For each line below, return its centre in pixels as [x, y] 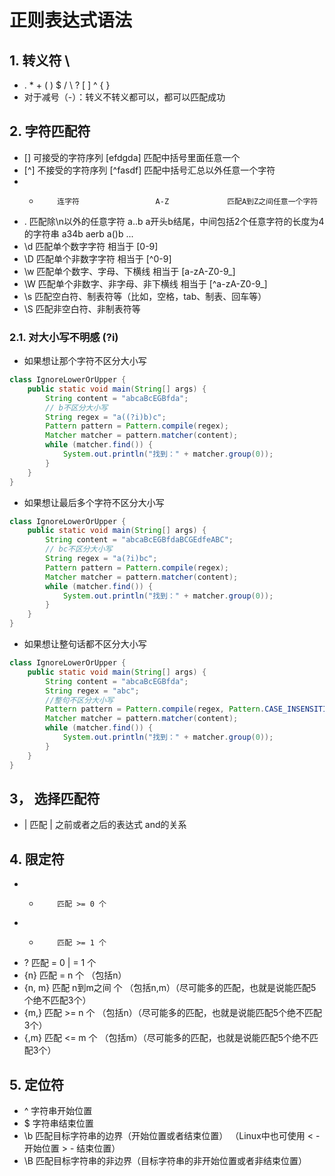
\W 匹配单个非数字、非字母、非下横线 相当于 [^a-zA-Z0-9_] [145, 283]
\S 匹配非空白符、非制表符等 [82, 308]
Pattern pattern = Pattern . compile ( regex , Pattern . [155, 709]
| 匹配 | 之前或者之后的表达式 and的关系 [105, 825]
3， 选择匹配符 [55, 799]
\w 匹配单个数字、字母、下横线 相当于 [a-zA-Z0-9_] [129, 271]
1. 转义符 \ [40, 60]
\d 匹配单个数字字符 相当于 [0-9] [91, 246]
